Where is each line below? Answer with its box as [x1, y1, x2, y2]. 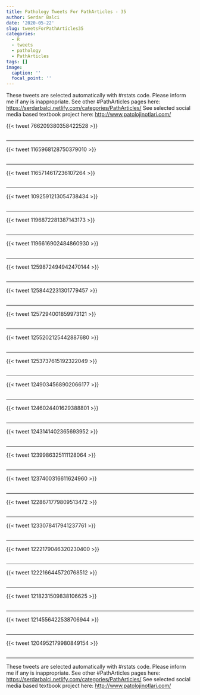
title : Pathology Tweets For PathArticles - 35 [6, 8, 127, 15]
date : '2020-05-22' [6, 20, 55, 26]
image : [6, 64, 23, 70]
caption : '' [11, 70, 42, 76]
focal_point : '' [11, 75, 52, 81]
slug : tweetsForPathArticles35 [6, 25, 84, 32]
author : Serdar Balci [6, 14, 60, 20]
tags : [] [6, 59, 28, 64]
